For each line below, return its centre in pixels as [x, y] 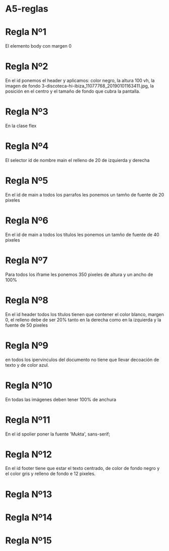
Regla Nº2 [27, 67]
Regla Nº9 [27, 345]
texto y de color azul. [27, 365]
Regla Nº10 [29, 385]
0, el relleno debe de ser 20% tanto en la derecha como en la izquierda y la [83, 320]
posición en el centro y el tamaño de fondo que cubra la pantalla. [73, 91]
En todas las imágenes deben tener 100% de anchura [61, 399]
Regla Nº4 [27, 146]
